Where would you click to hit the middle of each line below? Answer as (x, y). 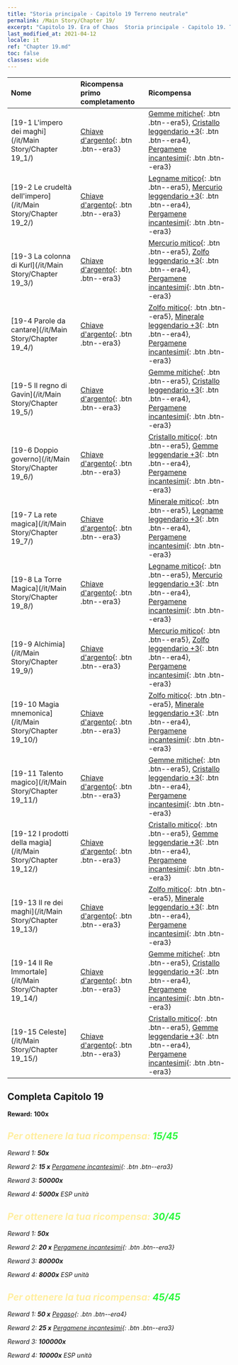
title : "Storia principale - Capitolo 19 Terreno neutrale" (98, 14)
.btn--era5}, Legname (186, 510)
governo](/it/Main (40, 459)
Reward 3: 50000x (35, 1181)
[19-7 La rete (34, 514)
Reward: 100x (28, 1114)
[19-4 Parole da (38, 321)
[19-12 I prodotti (40, 833)
